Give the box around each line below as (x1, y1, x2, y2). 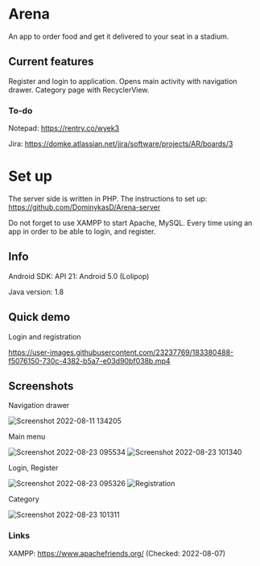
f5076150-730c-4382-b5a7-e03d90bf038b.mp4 (8, 356, 171, 365)
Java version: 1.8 (8, 287, 64, 297)
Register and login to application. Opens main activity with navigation (8, 76, 237, 85)
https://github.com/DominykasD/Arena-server (8, 202, 161, 212)
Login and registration (8, 331, 82, 341)
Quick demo (8, 310, 71, 324)
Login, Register (8, 463, 59, 472)
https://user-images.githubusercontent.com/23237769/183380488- (8, 348, 234, 357)
